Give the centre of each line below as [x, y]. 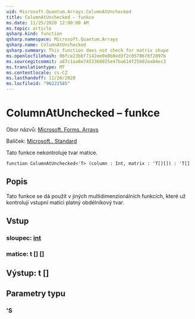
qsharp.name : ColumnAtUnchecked [46, 45]
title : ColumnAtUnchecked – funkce [50, 17]
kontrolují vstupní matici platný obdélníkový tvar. [65, 202]
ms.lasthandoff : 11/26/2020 [41, 78]
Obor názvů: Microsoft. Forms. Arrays [52, 129]
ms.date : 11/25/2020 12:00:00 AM [48, 23]
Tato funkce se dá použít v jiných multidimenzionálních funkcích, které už [96, 196]
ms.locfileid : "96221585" [38, 84]
